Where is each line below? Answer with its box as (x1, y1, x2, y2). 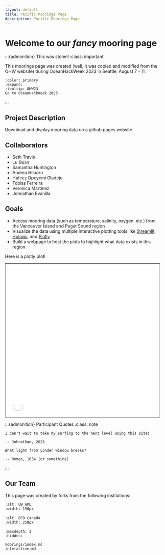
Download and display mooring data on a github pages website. (5, 127, 134, 133)
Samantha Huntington (12, 164, 56, 170)
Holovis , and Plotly (12, 233, 50, 239)
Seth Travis (12, 154, 35, 160)
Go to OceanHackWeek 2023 (5, 91, 58, 96)
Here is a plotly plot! (5, 253, 46, 259)
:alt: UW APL (5, 502, 32, 507)
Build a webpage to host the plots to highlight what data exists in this (12, 239, 151, 245)
